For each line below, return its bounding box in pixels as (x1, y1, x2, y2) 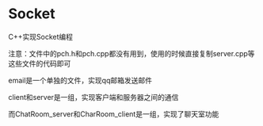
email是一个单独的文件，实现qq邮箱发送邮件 (8, 75, 153, 85)
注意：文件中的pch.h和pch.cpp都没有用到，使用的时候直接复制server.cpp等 (8, 48, 255, 58)
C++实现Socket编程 (8, 32, 74, 41)
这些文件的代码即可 (8, 59, 71, 68)
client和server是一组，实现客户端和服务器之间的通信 (8, 92, 179, 101)
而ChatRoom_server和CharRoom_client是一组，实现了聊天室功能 (8, 109, 219, 119)
